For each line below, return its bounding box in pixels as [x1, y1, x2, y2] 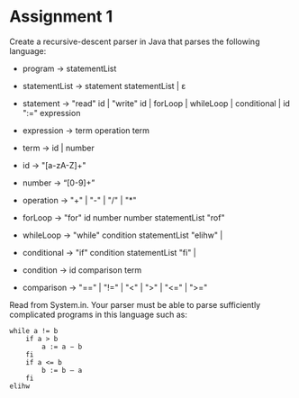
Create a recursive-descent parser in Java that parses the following [9, 36, 260, 47]
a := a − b [41, 342, 83, 351]
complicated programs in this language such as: [9, 309, 187, 320]
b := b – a [41, 366, 83, 375]
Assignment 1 [9, 6, 113, 27]
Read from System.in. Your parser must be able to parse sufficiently [9, 299, 261, 310]
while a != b [9, 326, 59, 335]
